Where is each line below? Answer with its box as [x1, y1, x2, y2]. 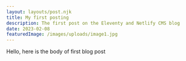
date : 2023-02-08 [6, 25, 50, 32]
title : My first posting [6, 14, 69, 21]
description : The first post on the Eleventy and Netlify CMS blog [6, 20, 181, 26]
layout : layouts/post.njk [6, 8, 71, 15]
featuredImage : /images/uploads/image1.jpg [6, 31, 118, 37]
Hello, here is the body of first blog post [6, 48, 106, 55]
